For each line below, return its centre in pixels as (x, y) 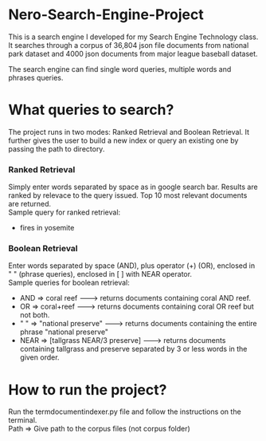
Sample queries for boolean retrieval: (69, 283)
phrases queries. (36, 77)
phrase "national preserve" (64, 332)
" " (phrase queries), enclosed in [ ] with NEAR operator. (100, 274)
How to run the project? (88, 390)
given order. (39, 357)
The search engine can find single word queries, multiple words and (120, 69)
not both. (35, 315)
